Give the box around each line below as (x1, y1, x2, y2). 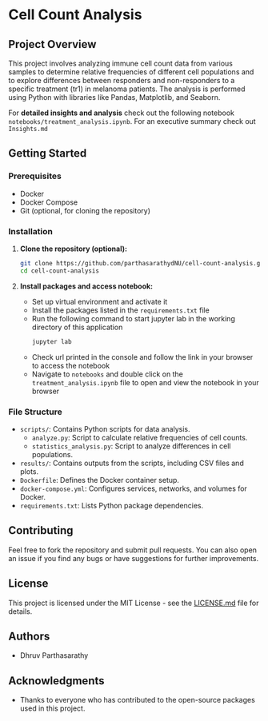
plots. (19, 466, 39, 476)
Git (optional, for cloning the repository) (19, 205, 150, 215)
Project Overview (8, 38, 97, 51)
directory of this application (31, 322, 123, 332)
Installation (8, 225, 54, 237)
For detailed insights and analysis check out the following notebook (8, 108, 234, 118)
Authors (8, 629, 50, 643)
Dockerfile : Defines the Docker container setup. (19, 475, 180, 484)
